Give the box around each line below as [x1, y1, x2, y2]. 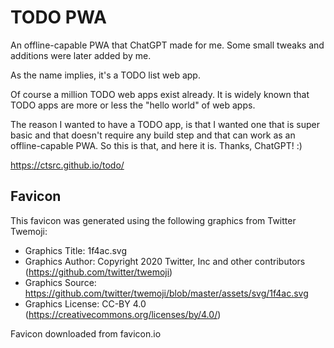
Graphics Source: [24, 276, 97, 288]
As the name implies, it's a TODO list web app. [10, 69, 201, 81]
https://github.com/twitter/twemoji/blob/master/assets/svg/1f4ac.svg [24, 287, 309, 299]
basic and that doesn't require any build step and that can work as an [10, 129, 296, 141]
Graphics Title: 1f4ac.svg [24, 244, 127, 256]
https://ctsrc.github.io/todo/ [10, 159, 125, 171]
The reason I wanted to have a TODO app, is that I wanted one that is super [10, 118, 321, 130]
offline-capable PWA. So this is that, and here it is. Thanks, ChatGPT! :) [10, 139, 303, 151]
